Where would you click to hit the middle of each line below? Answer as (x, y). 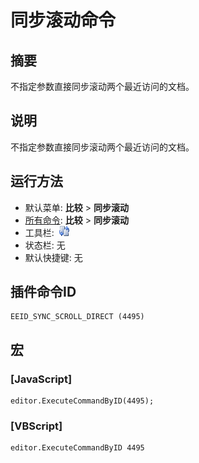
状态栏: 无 (45, 245)
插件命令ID (43, 292)
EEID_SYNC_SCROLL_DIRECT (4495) (77, 317)
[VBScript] (36, 426)
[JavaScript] (41, 379)
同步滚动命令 (63, 20)
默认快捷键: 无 (53, 257)
